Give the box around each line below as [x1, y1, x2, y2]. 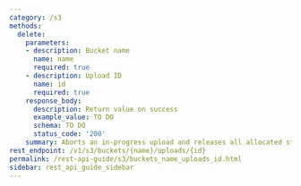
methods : [9, 21, 42, 30]
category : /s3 [9, 13, 63, 22]
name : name [32, 55, 74, 63]
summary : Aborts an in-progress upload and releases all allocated [25, 138, 282, 147]
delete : [17, 30, 47, 38]
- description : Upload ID [25, 72, 123, 80]
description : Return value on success [32, 105, 178, 114]
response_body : [25, 96, 82, 106]
